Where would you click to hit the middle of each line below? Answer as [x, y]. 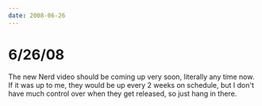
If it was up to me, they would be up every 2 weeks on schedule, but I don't [131, 85]
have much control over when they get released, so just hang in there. [123, 93]
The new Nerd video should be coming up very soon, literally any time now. [131, 77]
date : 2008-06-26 [37, 15]
